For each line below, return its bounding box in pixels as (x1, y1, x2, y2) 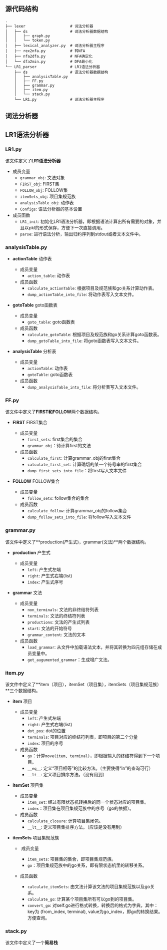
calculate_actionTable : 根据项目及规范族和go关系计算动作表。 (27, 285, 157, 291)
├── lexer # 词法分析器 (5, 24, 93, 29)
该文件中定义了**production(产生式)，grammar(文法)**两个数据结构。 (5, 539, 149, 545)
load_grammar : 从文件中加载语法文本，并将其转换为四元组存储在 (27, 644, 158, 650)
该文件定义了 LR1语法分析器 (5, 157, 61, 164)
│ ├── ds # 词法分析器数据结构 (5, 29, 108, 34)
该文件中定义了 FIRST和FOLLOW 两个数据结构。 (5, 409, 102, 415)
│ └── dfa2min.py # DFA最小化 (5, 59, 93, 64)
